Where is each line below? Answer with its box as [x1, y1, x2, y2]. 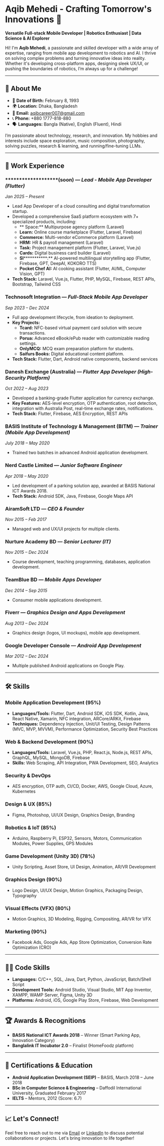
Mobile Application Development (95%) [5, 699, 101, 706]
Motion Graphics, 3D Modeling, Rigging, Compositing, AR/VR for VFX [12, 916, 151, 922]
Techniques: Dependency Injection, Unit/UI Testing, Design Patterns [12, 721, 150, 727]
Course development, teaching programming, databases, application [12, 559, 150, 565]
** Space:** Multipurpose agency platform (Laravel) [19, 224, 124, 230]
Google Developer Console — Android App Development [5, 642, 142, 649]
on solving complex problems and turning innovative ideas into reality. [5, 55, 146, 61]
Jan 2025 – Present [5, 194, 45, 200]
